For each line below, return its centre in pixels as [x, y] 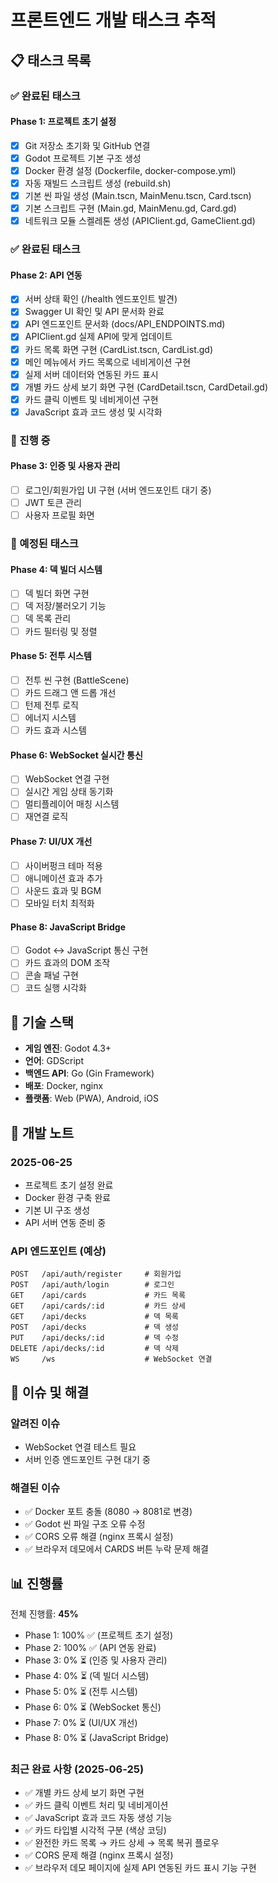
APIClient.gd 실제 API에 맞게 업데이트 [98, 337]
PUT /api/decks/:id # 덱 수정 [95, 1338]
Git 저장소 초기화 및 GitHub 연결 [87, 145]
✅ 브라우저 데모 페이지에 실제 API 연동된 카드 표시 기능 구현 [140, 1868]
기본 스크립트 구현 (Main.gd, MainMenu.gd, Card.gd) [130, 208]
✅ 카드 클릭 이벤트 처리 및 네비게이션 [96, 1805]
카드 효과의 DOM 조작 [67, 963]
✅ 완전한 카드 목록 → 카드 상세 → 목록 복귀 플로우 [122, 1843]
